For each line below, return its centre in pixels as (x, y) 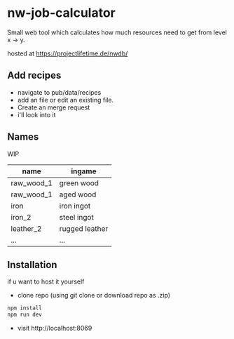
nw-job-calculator (61, 13)
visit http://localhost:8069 (55, 328)
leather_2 (26, 228)
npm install (25, 308)
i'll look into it (36, 114)
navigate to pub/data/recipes (59, 92)
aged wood (78, 194)
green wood (79, 182)
